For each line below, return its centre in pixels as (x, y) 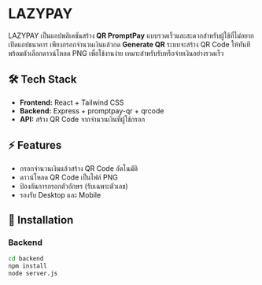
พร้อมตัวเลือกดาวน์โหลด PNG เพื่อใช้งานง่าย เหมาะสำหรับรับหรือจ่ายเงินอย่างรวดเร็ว (116, 53)
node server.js (33, 273)
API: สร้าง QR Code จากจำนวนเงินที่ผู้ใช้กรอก (82, 119)
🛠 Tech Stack (42, 80)
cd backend (26, 259)
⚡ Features (35, 145)
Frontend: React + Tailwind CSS (72, 102)
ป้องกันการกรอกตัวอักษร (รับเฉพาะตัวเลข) (74, 186)
